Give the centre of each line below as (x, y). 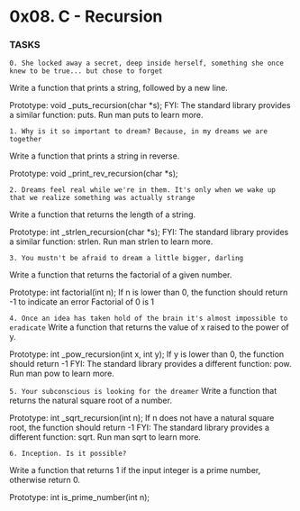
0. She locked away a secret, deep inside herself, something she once (146, 64)
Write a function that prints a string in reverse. (95, 156)
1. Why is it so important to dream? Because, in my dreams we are (139, 132)
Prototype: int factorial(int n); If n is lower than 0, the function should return (149, 292)
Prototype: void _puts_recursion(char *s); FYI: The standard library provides (150, 105)
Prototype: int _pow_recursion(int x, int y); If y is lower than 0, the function (147, 354)
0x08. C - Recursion (86, 17)
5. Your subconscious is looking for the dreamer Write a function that (143, 391)
